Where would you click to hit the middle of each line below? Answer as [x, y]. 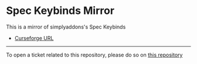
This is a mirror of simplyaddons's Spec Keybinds [66, 27]
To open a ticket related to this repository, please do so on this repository [94, 55]
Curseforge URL [34, 38]
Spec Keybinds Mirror [60, 11]
